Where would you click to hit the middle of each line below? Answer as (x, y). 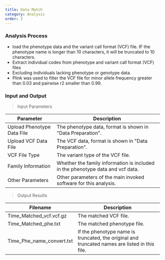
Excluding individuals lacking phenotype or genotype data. (71, 73)
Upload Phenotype (29, 127)
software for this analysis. (86, 183)
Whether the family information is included (106, 163)
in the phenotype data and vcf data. (98, 169)
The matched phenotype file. (111, 224)
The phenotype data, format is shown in (103, 127)
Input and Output (26, 96)
